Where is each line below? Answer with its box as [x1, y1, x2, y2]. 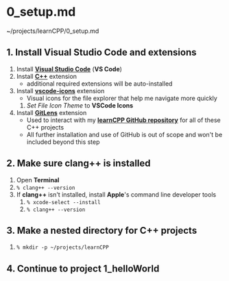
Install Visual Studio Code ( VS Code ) [16, 64, 123, 73]
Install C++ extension [16, 72, 77, 80]
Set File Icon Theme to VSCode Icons [26, 101, 134, 110]
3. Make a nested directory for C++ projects [6, 224, 197, 236]
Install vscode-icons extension [16, 86, 105, 95]
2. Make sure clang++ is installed [6, 158, 152, 169]
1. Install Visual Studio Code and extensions [6, 47, 197, 58]
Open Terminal [16, 175, 60, 184]
